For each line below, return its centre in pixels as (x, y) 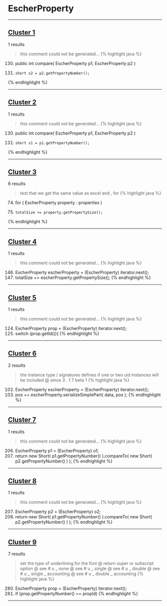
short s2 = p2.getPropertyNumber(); (52, 73)
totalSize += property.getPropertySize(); (59, 213)
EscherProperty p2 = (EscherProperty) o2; (58, 512)
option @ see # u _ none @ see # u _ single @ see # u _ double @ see (90, 569)
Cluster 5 (22, 297)
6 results (17, 184)
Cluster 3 (22, 172)
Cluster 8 (22, 481)
